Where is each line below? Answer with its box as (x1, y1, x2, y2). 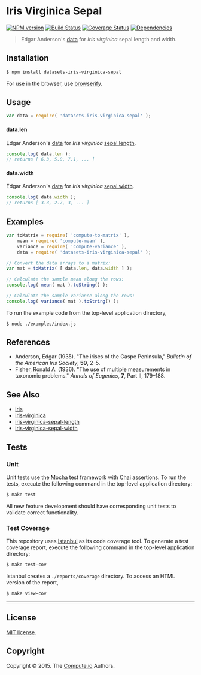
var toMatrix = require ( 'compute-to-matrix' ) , (6, 233, 130, 239)
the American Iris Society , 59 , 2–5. (14, 360, 100, 367)
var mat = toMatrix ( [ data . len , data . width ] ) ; (6, 266, 133, 272)
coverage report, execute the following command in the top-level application (6, 544, 195, 551)
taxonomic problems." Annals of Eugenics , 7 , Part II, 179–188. (14, 372, 166, 379)
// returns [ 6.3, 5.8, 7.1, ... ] (6, 156, 95, 162)
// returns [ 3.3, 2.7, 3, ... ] (6, 200, 90, 206)
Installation (6, 53, 49, 64)
